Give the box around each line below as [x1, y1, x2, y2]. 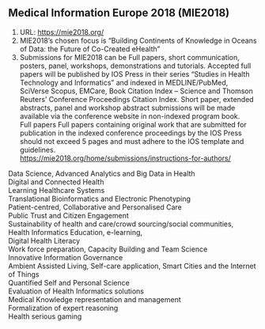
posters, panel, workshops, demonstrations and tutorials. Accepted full [19, 61, 252, 70]
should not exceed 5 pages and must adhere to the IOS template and [19, 136, 244, 146]
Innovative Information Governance [8, 252, 123, 262]
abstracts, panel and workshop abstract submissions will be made [19, 103, 236, 112]
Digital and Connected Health [8, 177, 104, 187]
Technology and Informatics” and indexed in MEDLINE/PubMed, [19, 78, 229, 87]
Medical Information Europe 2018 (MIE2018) [8, 6, 230, 20]
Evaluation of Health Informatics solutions [8, 286, 145, 296]
